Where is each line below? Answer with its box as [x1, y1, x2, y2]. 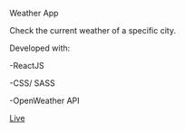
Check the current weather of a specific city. [9, 25, 177, 35]
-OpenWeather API [9, 95, 80, 106]
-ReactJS [9, 61, 44, 71]
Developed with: [9, 42, 71, 53]
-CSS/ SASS [9, 78, 56, 89]
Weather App [9, 8, 59, 18]
